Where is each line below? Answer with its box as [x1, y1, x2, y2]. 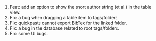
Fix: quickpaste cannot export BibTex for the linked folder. [9, 20, 127, 26]
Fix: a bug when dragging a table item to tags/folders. [9, 15, 119, 20]
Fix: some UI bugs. [9, 31, 48, 36]
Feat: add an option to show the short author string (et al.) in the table [9, 4, 152, 10]
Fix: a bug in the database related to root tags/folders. [9, 25, 120, 31]
